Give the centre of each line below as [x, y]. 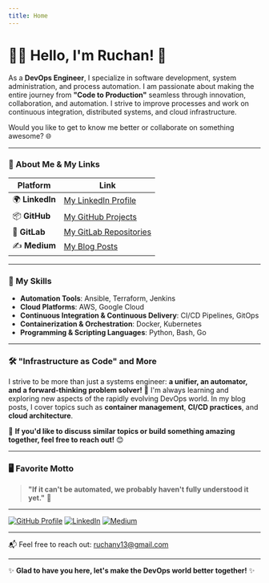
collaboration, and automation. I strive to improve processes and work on [129, 103]
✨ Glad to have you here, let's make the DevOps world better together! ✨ [132, 570]
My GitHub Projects [100, 217]
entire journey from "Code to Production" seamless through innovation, [127, 95]
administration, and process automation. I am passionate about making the [131, 86]
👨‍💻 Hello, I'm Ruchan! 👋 [87, 55]
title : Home [28, 16]
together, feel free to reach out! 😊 [66, 440]
